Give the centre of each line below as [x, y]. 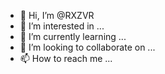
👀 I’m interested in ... [62, 26]
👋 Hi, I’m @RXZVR [57, 15]
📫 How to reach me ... [66, 58]
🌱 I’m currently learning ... [73, 36]
